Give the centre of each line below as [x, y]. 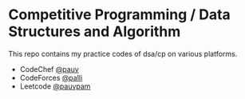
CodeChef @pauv [49, 69]
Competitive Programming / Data [120, 15]
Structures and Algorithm [95, 32]
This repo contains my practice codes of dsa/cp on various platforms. [123, 53]
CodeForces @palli [51, 77]
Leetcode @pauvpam [55, 86]
